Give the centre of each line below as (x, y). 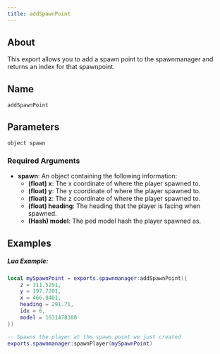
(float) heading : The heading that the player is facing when (114, 206)
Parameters (33, 127)
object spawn (26, 143)
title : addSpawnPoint (39, 14)
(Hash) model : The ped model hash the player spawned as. (115, 221)
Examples (29, 243)
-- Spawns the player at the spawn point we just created (94, 337)
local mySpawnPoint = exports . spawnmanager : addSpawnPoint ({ (98, 278)
